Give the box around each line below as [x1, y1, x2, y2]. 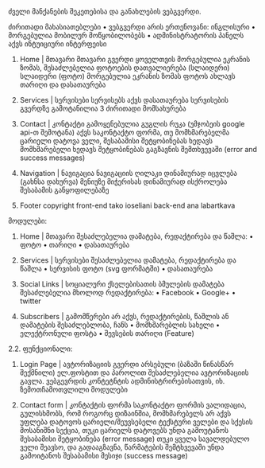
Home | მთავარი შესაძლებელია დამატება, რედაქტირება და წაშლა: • [19, 232, 254, 241]
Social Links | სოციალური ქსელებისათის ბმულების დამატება [19, 279, 225, 289]
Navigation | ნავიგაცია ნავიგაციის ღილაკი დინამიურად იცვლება [19, 169, 238, 177]
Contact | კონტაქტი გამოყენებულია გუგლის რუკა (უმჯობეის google [19, 119, 245, 128]
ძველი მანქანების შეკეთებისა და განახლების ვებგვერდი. [8, 7, 202, 16]
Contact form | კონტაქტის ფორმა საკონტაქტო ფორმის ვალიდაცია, [19, 400, 248, 409]
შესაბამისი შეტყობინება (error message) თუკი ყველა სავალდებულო [19, 434, 250, 443]
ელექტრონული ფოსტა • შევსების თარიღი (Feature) [19, 329, 194, 337]
